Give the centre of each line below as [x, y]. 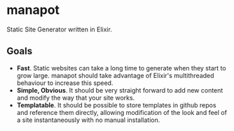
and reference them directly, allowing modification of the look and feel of [122, 112]
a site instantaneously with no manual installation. [88, 120]
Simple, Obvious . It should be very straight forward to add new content [120, 90]
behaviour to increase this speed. [65, 83]
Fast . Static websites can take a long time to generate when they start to [121, 68]
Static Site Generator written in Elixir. [60, 29]
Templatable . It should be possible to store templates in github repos [116, 105]
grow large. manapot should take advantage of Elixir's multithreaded [115, 75]
